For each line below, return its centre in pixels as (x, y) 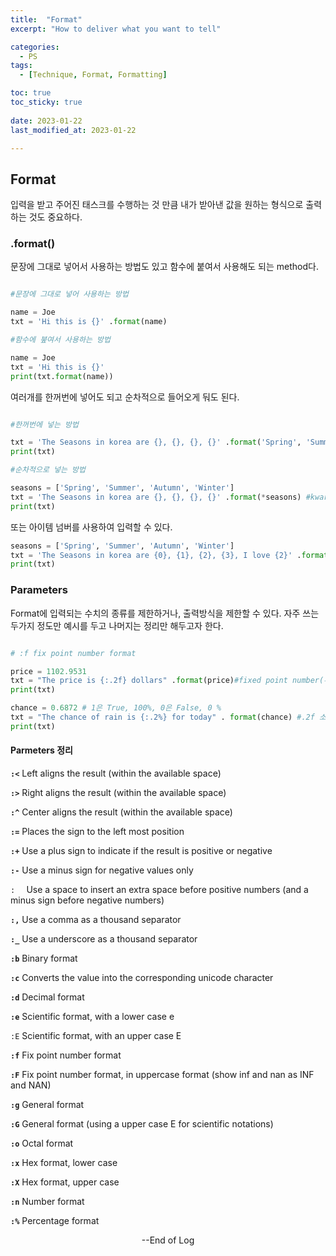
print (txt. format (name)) (62, 376)
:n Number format (47, 1201)
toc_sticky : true (46, 102)
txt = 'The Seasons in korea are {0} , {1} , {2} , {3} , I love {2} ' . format (169, 555)
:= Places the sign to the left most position (97, 831)
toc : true (31, 93)
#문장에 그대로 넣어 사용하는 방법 (69, 294)
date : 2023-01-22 (46, 121)
